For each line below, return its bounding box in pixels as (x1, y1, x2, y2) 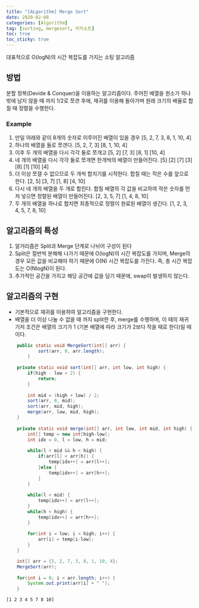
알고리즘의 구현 (6, 291, 59, 302)
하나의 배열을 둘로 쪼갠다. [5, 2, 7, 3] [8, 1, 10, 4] (14, 141, 128, 149)
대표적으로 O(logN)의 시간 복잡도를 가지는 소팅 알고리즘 (6, 54, 135, 60)
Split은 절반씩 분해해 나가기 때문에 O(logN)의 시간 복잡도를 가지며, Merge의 (14, 250, 191, 257)
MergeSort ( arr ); (17, 564, 58, 570)
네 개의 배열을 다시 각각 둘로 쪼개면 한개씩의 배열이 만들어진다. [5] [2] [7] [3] (14, 156, 193, 164)
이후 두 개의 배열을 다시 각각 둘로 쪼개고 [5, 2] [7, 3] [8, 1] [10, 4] (14, 149, 165, 156)
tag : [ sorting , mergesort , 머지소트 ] (6, 25, 95, 32)
